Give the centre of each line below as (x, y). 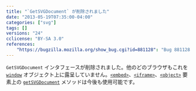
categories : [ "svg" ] (31, 22)
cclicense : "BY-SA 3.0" (35, 39)
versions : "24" (25, 33)
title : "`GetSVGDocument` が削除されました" (58, 11)
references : (21, 45)
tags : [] (17, 28)
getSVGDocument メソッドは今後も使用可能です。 (80, 82)
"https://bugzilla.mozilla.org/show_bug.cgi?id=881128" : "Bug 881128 (104, 50)
